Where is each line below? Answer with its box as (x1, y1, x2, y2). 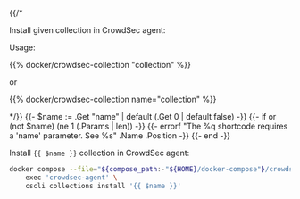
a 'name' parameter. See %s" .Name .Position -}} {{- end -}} (9, 130, 230, 141)
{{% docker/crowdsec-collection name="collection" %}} (9, 94, 217, 104)
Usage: (9, 42, 36, 53)
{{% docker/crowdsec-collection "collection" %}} (9, 60, 192, 70)
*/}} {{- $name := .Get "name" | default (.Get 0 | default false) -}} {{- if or (9, 112, 277, 121)
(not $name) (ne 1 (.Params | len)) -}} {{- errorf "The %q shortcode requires (9, 120, 288, 131)
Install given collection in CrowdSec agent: (9, 25, 166, 35)
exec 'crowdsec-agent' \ (25, 173, 118, 182)
